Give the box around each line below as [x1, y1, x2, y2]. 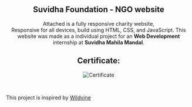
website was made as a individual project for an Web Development [17, 32, 180, 40]
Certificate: [77, 56, 120, 66]
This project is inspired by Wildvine [6, 94, 91, 101]
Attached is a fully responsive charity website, [43, 20, 154, 27]
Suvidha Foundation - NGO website [33, 5, 164, 15]
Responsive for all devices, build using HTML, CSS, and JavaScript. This [11, 26, 186, 33]
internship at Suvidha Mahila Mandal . [52, 39, 145, 46]
